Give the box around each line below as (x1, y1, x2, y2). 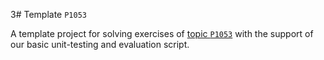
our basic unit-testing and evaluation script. (10, 39, 190, 50)
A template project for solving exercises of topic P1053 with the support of (10, 28, 314, 39)
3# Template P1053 (10, 9, 87, 20)
